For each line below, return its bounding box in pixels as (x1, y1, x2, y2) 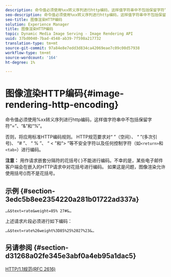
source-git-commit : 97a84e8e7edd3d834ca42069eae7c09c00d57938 (5, 45, 140, 51)
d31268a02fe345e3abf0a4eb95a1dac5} (5, 251, 136, 261)
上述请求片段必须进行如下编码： (5, 218, 72, 224)
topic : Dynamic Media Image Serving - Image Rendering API (5, 31, 133, 36)
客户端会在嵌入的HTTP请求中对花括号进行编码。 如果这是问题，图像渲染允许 (5, 164, 166, 170)
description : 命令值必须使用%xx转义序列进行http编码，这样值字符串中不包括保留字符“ (5, 7, 167, 13)
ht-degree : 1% (5, 60, 36, 65)
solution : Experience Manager (5, 21, 70, 27)
